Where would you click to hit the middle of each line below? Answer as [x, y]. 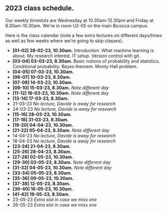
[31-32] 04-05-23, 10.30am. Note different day [62, 167]
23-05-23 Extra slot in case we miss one [54, 199]
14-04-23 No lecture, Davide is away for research [64, 135]
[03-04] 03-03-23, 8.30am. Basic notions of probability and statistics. [86, 61]
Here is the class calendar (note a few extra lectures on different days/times [83, 35]
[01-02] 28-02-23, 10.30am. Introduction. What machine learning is [83, 50]
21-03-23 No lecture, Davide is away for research [64, 103]
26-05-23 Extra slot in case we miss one [54, 204]
